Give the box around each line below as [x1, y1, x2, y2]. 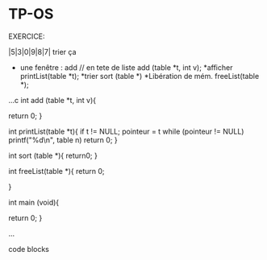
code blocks [8, 244, 50, 254]
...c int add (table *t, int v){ [8, 95, 97, 105]
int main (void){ [8, 197, 60, 207]
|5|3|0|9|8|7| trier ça [8, 47, 77, 56]
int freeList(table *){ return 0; [8, 166, 105, 175]
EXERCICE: [8, 31, 46, 41]
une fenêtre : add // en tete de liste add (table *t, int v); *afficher [19, 62, 233, 72]
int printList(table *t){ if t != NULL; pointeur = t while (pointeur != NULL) [8, 126, 244, 136]
